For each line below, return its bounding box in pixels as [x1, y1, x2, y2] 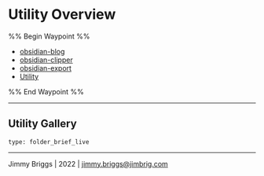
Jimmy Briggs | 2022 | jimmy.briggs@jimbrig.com [8, 159, 169, 168]
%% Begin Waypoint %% [8, 31, 90, 41]
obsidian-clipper [19, 55, 73, 64]
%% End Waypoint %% [8, 86, 84, 96]
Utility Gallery [8, 117, 77, 130]
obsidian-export [19, 63, 72, 72]
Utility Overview [8, 5, 116, 24]
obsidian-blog [19, 46, 65, 56]
